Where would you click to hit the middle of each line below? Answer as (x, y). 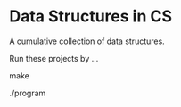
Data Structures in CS (90, 16)
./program (28, 93)
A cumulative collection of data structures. (87, 41)
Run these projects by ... (54, 58)
